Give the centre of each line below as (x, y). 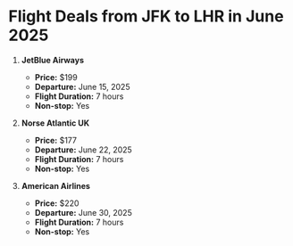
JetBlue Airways (53, 60)
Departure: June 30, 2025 (84, 212)
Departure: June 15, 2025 (82, 86)
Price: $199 (56, 77)
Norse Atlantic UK (55, 123)
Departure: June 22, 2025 (84, 150)
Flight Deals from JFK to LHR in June (146, 16)
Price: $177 (56, 140)
